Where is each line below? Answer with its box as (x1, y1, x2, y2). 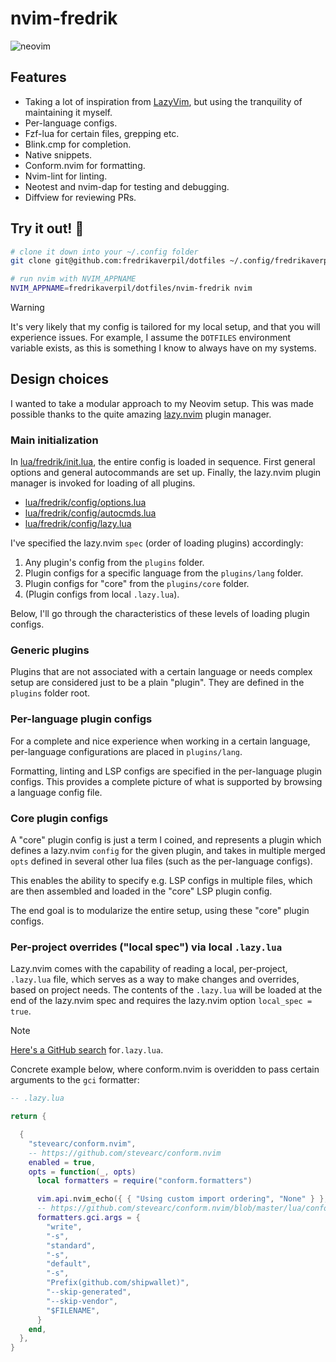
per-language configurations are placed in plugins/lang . (10, 745, 243, 757)
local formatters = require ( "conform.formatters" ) (36, 1176, 253, 1186)
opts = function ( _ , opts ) (28, 1167, 137, 1177)
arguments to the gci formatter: (10, 1074, 140, 1086)
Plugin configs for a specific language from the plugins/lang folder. (24, 567, 304, 579)
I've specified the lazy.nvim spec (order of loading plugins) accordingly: (10, 537, 304, 549)
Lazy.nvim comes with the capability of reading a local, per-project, (10, 963, 288, 975)
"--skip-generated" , (46, 1287, 132, 1297)
